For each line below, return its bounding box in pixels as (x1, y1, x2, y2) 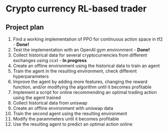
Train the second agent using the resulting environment (12, 110, 127, 116)
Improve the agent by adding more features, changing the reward (12, 78, 148, 84)
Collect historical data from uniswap (12, 100, 87, 105)
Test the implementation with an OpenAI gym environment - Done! (12, 47, 150, 52)
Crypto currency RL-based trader (5, 3, 147, 14)
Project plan (5, 23, 44, 31)
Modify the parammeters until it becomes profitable (12, 116, 119, 121)
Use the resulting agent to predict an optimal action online (12, 121, 133, 127)
